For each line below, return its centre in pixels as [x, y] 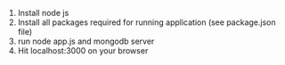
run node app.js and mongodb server [86, 41]
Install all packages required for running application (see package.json [147, 22]
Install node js [43, 13]
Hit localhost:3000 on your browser [83, 51]
